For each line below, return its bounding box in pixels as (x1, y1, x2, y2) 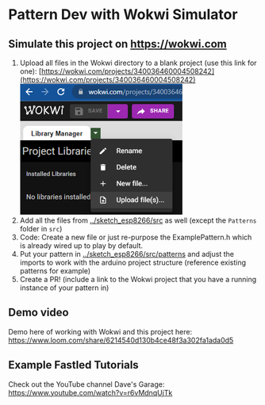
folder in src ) (19, 224, 63, 233)
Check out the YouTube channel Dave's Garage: (8, 379, 165, 389)
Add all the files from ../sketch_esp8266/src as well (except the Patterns (19, 216, 257, 225)
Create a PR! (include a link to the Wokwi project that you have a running (19, 275, 257, 284)
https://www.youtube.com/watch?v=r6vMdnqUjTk (8, 388, 173, 397)
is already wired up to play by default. (19, 241, 144, 250)
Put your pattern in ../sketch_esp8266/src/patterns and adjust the (19, 250, 234, 258)
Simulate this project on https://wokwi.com (8, 37, 228, 51)
